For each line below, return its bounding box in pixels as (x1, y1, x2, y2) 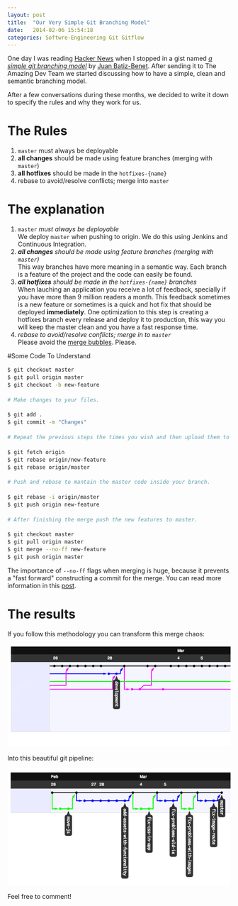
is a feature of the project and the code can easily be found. (17, 270, 193, 279)
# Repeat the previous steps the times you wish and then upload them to (7, 433, 230, 441)
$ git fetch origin (7, 448, 65, 455)
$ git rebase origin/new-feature (7, 456, 106, 463)
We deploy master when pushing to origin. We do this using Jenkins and (17, 233, 228, 241)
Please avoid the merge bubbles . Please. (17, 338, 137, 347)
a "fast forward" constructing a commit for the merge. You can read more (7, 573, 222, 582)
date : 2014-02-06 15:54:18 (7, 26, 93, 33)
